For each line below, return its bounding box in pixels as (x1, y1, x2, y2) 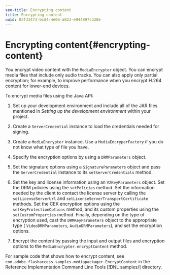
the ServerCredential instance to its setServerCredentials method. (12, 169, 153, 176)
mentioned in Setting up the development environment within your (12, 108, 151, 114)
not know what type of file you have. (12, 144, 89, 151)
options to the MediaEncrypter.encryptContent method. (12, 243, 128, 249)
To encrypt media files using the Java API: (5, 93, 94, 99)
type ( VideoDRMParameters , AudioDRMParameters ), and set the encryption (12, 222, 162, 229)
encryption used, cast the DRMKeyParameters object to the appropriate (12, 217, 157, 223)
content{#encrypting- (55, 39, 151, 51)
